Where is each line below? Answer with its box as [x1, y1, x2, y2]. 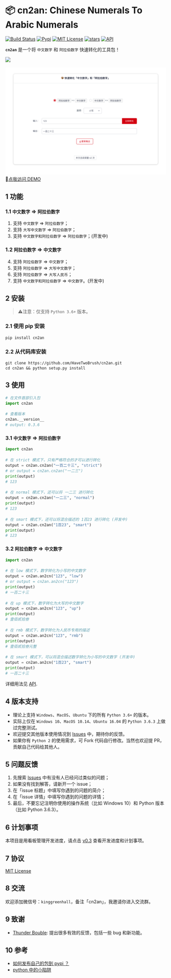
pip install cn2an [5, 335, 44, 340]
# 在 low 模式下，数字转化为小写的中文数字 [5, 568, 86, 574]
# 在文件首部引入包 [5, 395, 41, 400]
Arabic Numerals [5, 19, 79, 31]
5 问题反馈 [5, 760, 38, 769]
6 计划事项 [5, 823, 38, 832]
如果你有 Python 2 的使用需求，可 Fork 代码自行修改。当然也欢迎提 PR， [12, 737, 164, 743]
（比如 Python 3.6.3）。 [12, 807, 61, 813]
